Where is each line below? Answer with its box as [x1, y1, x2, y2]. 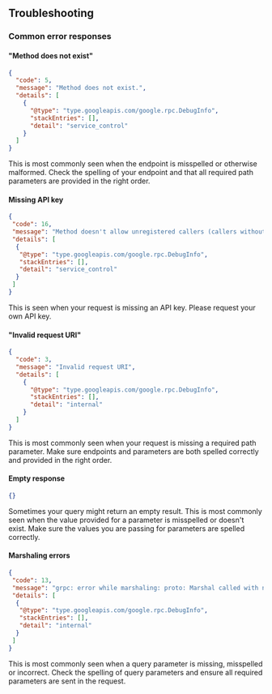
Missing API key [8, 195, 64, 204]
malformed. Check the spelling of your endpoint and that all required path [8, 168, 253, 178]
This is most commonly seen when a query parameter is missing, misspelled [8, 658, 263, 668]
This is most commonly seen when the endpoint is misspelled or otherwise [8, 159, 257, 169]
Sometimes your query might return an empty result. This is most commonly [8, 506, 263, 516]
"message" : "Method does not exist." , [15, 84, 147, 92]
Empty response [8, 473, 66, 483]
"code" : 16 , [11, 221, 53, 229]
